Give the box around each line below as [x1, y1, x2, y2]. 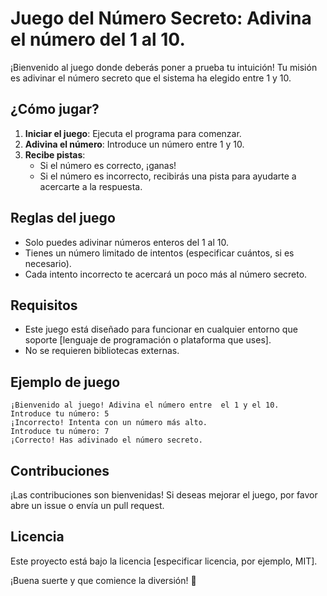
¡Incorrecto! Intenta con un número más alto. [10, 418, 208, 428]
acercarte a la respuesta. [39, 180, 143, 192]
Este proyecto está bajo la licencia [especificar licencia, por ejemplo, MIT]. [10, 555, 318, 567]
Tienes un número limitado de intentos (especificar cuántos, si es [24, 247, 295, 259]
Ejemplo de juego [10, 373, 121, 391]
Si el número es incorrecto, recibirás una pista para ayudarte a [39, 170, 297, 182]
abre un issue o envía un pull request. [10, 500, 165, 511]
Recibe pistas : [24, 148, 86, 161]
